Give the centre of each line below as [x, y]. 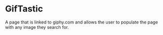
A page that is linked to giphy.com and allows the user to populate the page [82, 22]
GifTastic [24, 9]
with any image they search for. [37, 27]
